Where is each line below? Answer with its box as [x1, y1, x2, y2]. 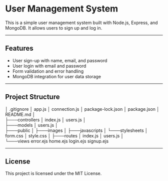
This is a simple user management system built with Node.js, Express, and [5, 20, 158, 26]
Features [5, 44, 33, 53]
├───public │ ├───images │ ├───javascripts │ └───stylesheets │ [5, 127, 148, 133]
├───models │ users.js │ [5, 122, 58, 128]
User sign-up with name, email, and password [12, 57, 107, 63]
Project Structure [5, 93, 60, 101]
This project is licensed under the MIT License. [5, 170, 102, 176]
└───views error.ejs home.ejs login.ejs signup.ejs [5, 138, 109, 144]
